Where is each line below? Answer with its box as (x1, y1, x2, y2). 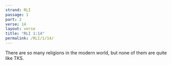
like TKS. (5, 55, 24, 61)
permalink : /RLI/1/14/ (5, 36, 54, 41)
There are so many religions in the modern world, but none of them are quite (5, 49, 167, 56)
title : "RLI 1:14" (5, 31, 45, 36)
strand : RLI (5, 7, 31, 13)
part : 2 (5, 17, 22, 22)
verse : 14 (5, 21, 27, 27)
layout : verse (5, 26, 36, 31)
